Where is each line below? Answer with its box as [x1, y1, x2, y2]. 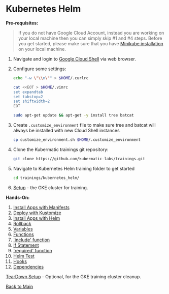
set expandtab [13, 90, 43, 95]
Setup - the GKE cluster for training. [13, 184, 88, 191]
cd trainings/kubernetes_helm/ [13, 175, 80, 181]
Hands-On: [6, 194, 30, 200]
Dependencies [13, 263, 44, 270]
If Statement [13, 242, 40, 248]
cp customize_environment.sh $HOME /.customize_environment [13, 137, 141, 142]
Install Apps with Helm [13, 215, 60, 221]
